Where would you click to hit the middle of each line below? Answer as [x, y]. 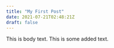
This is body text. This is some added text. [57, 39]
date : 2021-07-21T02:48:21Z [41, 17]
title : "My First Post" [35, 11]
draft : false [22, 22]
